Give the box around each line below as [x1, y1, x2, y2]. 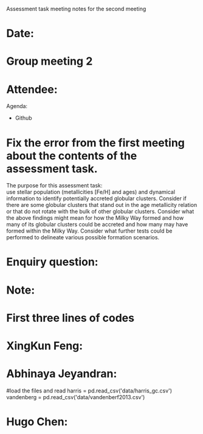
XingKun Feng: [6, 339, 83, 353]
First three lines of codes [6, 311, 135, 325]
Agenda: [6, 103, 28, 110]
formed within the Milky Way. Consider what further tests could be [6, 227, 173, 234]
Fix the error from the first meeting [6, 136, 185, 150]
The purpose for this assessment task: [6, 182, 103, 189]
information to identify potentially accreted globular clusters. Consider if [6, 195, 187, 202]
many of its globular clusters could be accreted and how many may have [6, 221, 188, 228]
